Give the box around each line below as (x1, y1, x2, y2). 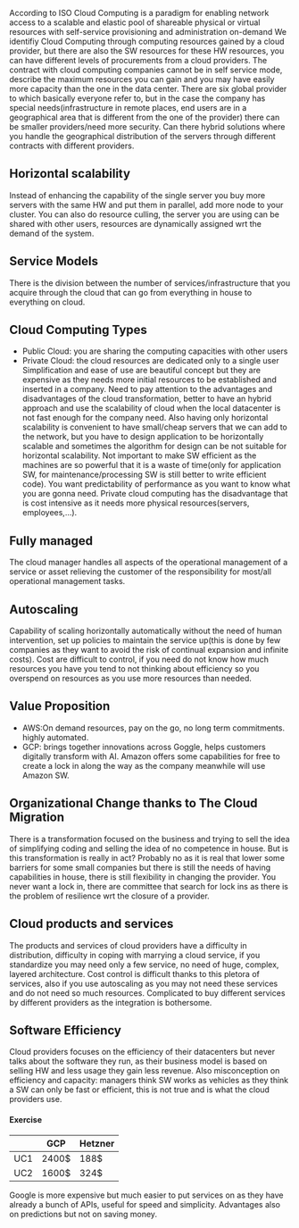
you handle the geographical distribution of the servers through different (9, 131, 277, 141)
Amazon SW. (21, 770, 70, 781)
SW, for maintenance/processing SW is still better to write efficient (21, 469, 267, 480)
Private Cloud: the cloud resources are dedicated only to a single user (21, 355, 279, 366)
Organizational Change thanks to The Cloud (9, 796, 258, 811)
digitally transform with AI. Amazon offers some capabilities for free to (21, 750, 281, 762)
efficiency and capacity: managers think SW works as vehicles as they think (9, 1075, 289, 1086)
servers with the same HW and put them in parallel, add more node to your (9, 199, 284, 210)
